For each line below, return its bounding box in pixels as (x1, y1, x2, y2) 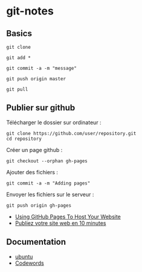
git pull (6, 86, 28, 92)
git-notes (6, 4, 54, 18)
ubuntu (15, 253, 33, 260)
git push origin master (6, 76, 66, 82)
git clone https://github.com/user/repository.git (6, 130, 137, 136)
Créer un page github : (6, 146, 63, 153)
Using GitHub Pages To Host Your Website (15, 213, 121, 220)
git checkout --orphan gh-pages (6, 158, 88, 164)
